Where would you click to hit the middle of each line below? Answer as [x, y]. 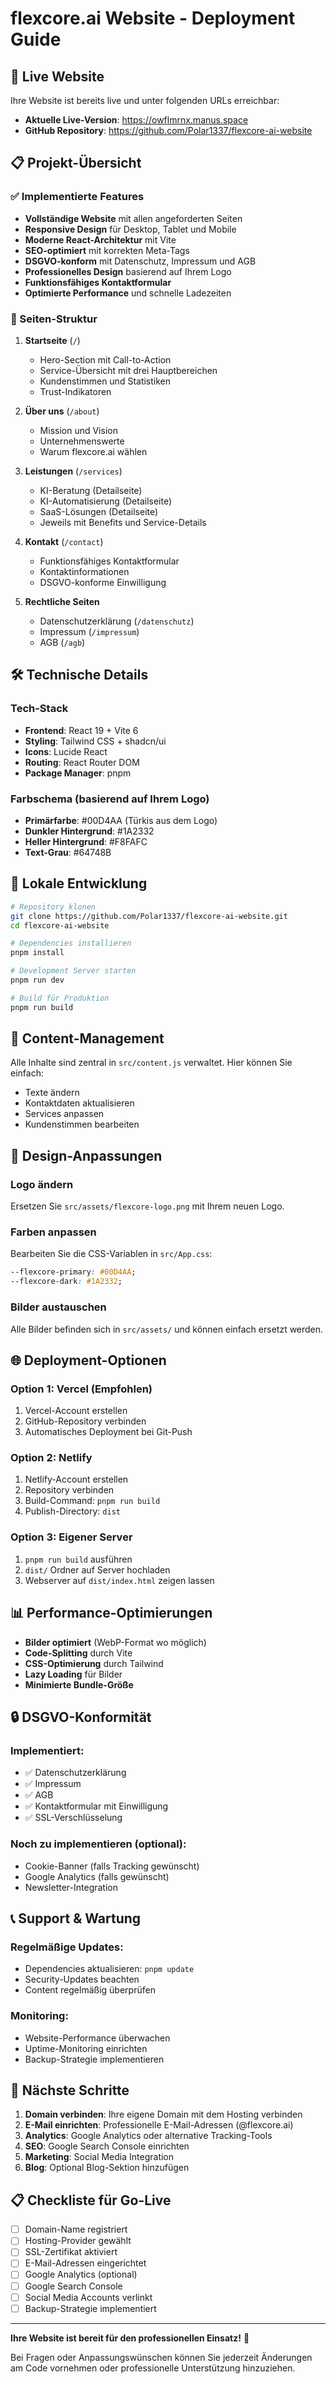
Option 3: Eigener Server [71, 1537]
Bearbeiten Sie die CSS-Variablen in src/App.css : [111, 1254]
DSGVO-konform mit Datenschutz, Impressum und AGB [140, 261]
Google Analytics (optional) [81, 2274]
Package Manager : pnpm [78, 773]
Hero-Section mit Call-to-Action [105, 359]
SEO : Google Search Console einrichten [107, 2146]
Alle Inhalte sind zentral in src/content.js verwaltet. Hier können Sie [151, 1063]
